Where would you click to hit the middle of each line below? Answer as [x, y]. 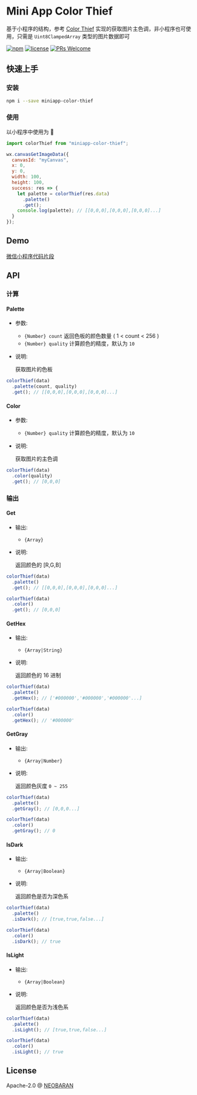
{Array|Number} [43, 761]
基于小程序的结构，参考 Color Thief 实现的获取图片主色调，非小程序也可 [96, 29]
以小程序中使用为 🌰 [30, 132]
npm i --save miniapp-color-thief [50, 101]
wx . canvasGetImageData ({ [38, 154]
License [22, 1071]
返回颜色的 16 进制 [38, 675]
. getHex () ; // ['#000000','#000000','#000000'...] [77, 698]
